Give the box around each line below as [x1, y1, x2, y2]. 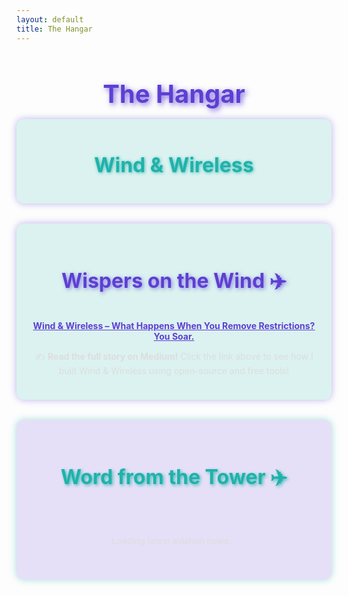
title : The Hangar [16, 24, 93, 34]
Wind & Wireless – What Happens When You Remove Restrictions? [32, 320, 316, 332]
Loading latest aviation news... [111, 534, 237, 546]
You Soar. [153, 331, 195, 343]
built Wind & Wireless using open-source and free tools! [59, 365, 289, 377]
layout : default [16, 14, 84, 25]
